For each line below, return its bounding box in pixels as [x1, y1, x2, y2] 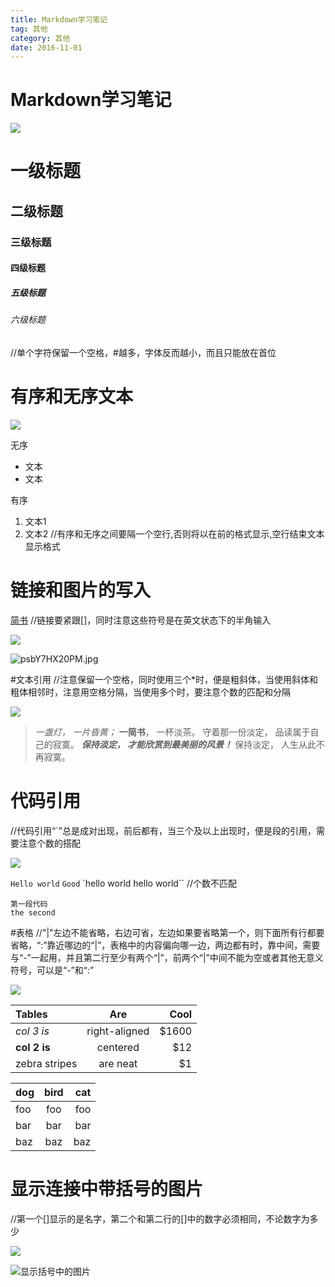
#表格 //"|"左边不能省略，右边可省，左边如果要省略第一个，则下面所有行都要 [10, 926, 325, 938]
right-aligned [86, 1024, 150, 1038]
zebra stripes [15, 1056, 78, 1070]
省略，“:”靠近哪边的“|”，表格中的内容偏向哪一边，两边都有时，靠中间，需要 [10, 939, 321, 951]
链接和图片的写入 [10, 579, 152, 601]
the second [10, 907, 56, 918]
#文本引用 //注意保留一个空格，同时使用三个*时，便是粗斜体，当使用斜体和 [10, 673, 318, 685]
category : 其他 [10, 33, 71, 43]
